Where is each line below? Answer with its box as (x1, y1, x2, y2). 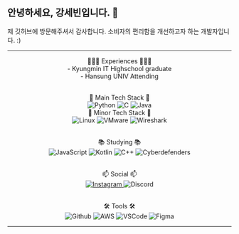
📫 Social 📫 (102, 169, 137, 178)
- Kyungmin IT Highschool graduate (67, 64, 172, 73)
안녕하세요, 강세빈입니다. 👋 (7, 6, 119, 19)
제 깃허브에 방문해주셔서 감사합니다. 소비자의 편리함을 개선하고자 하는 (7, 27, 199, 36)
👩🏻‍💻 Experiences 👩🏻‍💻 (87, 56, 152, 65)
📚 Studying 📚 (98, 137, 141, 146)
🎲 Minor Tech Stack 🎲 (87, 108, 152, 117)
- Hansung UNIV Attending (80, 72, 159, 80)
